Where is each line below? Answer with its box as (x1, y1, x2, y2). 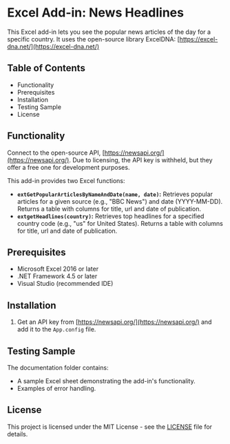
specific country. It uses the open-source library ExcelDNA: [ (7, 35, 180, 43)
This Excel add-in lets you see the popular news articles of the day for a (7, 28, 211, 36)
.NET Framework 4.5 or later (17, 272, 98, 280)
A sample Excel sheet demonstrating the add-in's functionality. (17, 377, 196, 385)
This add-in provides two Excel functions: (7, 176, 125, 184)
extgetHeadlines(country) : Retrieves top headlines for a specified (17, 212, 205, 220)
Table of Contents (7, 62, 86, 74)
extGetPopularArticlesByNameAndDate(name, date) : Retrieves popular (17, 190, 213, 198)
